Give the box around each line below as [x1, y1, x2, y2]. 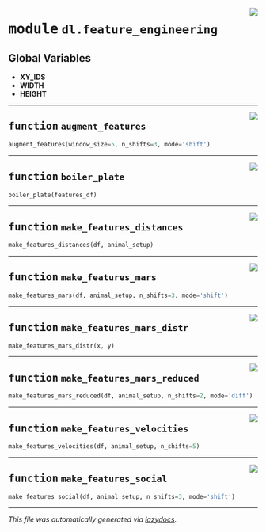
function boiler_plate [8, 170, 125, 184]
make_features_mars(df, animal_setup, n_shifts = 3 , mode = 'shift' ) [8, 291, 228, 299]
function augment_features [8, 120, 146, 133]
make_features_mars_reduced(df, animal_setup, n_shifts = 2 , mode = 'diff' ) [8, 392, 253, 400]
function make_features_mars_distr [8, 321, 188, 334]
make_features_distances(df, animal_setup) [8, 241, 154, 249]
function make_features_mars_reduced [8, 371, 199, 384]
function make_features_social [8, 472, 168, 485]
